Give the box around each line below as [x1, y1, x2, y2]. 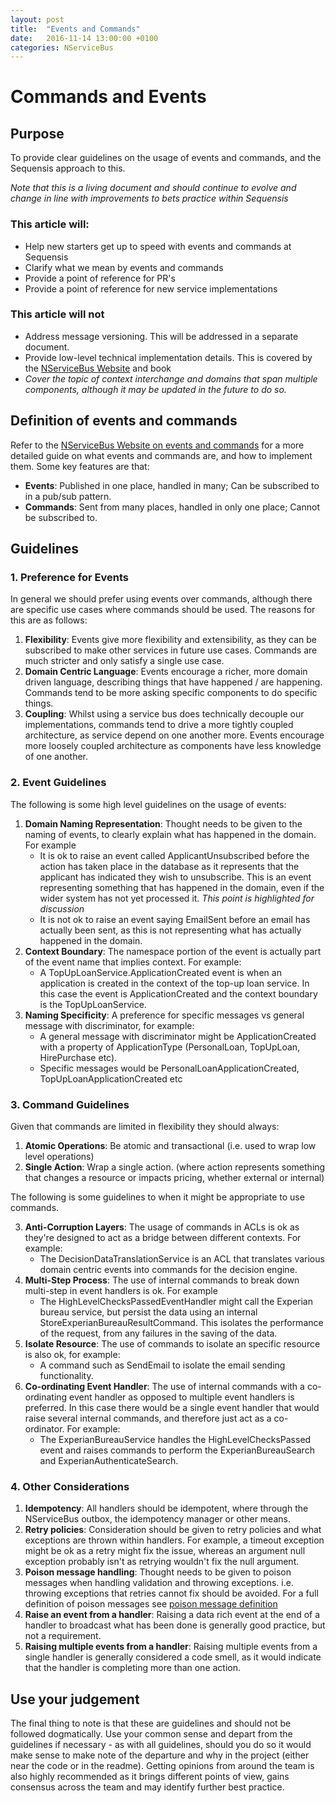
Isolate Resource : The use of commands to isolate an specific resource [24, 1337, 321, 1350]
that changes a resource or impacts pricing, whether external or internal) [24, 1171, 325, 1183]
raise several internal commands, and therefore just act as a [24, 1412, 272, 1424]
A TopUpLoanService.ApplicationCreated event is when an [39, 966, 282, 978]
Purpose [10, 125, 65, 142]
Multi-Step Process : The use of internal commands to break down [24, 1274, 300, 1286]
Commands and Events [10, 86, 207, 108]
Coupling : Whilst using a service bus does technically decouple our [24, 708, 305, 720]
